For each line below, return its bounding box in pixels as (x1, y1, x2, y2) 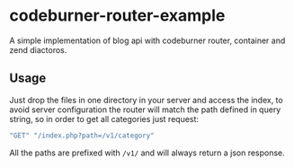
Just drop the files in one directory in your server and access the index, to (9, 94, 283, 105)
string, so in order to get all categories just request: (9, 113, 200, 124)
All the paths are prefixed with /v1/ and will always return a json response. (9, 147, 285, 158)
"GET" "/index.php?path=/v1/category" (9, 131, 155, 140)
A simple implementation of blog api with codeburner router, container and (9, 35, 286, 46)
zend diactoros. (9, 44, 67, 55)
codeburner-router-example (9, 5, 226, 26)
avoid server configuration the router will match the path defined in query (9, 104, 281, 115)
